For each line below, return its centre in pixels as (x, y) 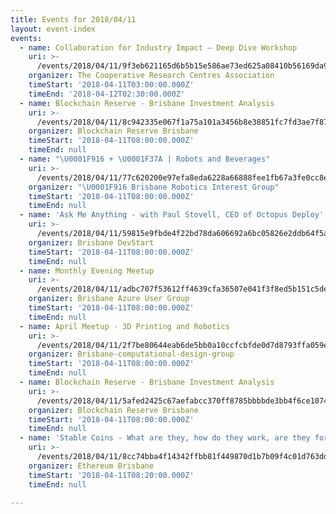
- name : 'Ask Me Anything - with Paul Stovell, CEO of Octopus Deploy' (172, 215)
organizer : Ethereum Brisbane (91, 466)
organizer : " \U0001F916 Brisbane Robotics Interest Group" (154, 187)
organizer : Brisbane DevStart (91, 242)
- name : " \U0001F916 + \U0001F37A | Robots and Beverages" (145, 159)
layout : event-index (53, 29)
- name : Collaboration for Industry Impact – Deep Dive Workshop (158, 47)
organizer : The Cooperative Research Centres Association (151, 76)
